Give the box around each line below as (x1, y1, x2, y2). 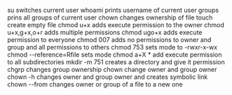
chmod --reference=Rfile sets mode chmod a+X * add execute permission (7, 50, 222, 59)
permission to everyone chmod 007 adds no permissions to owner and (7, 36, 212, 44)
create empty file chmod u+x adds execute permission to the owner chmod (7, 21, 224, 29)
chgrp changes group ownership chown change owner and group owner (7, 66, 217, 73)
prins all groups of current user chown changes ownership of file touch (7, 13, 213, 22)
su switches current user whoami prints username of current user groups (7, 6, 219, 14)
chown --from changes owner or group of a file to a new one (7, 80, 184, 88)
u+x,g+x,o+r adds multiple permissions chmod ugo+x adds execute (7, 28, 203, 36)
